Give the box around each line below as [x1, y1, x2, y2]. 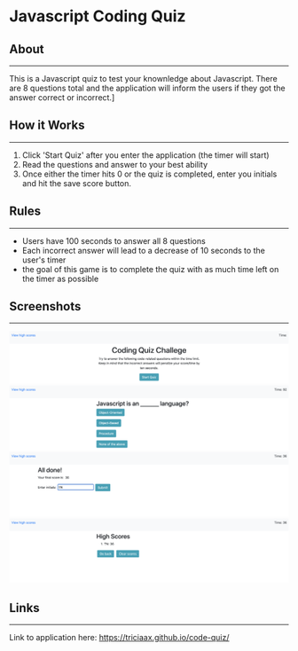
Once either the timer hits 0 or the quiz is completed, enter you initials [21, 169, 278, 179]
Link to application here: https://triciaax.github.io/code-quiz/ [9, 632, 230, 643]
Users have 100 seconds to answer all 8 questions [21, 235, 206, 246]
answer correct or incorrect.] [9, 92, 115, 103]
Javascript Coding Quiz [9, 6, 186, 27]
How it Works [9, 118, 85, 133]
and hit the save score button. [21, 177, 131, 188]
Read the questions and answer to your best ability [21, 159, 208, 169]
